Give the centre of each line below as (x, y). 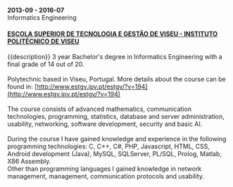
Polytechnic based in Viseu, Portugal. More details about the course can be (117, 79)
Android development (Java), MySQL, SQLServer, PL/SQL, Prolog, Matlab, (114, 154)
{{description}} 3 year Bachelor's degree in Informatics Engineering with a (115, 57)
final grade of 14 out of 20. (46, 64)
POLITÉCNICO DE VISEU (43, 41)
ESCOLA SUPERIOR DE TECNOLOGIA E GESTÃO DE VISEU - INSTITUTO (113, 34)
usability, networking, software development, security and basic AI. (105, 124)
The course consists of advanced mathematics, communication (100, 109)
